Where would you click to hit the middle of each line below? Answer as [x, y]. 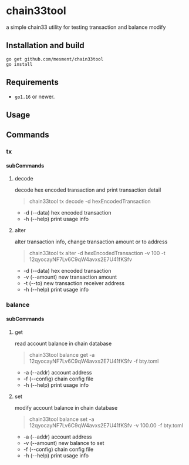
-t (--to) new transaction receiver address [74, 283]
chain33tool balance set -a [62, 419]
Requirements [32, 83]
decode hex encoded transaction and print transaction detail [88, 190]
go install [19, 64]
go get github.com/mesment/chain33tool [55, 59]
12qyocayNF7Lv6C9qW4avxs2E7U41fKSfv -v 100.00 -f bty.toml [106, 425]
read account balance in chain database [63, 343]
